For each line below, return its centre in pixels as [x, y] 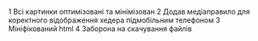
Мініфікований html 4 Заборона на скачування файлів [100, 29]
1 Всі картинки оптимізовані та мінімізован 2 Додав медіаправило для [129, 12]
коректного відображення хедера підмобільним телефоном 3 [115, 20]
